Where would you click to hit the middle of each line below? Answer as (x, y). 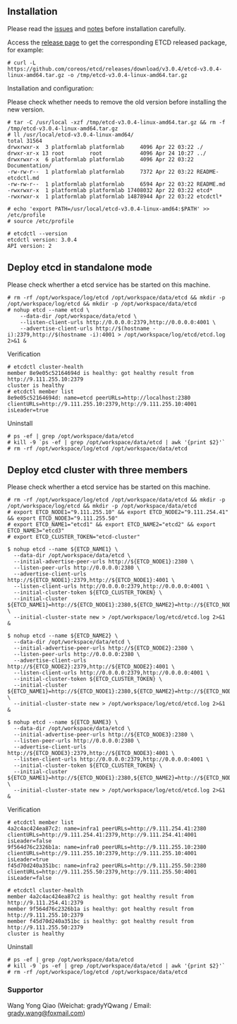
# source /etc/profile (41, 221)
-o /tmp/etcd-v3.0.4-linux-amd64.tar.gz (128, 75)
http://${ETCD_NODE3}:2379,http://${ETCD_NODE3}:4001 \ (91, 754)
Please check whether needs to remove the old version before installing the (117, 102)
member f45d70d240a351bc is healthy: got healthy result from (101, 922)
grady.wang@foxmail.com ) (47, 1013)
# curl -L (22, 63)
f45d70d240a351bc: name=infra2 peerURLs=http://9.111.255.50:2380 (107, 866)
